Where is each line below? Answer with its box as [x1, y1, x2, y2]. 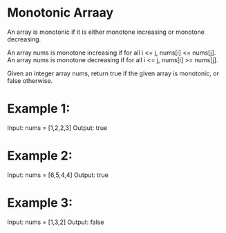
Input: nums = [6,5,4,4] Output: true [7, 171, 109, 179]
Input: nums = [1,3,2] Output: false [7, 218, 104, 226]
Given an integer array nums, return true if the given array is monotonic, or [7, 69, 220, 77]
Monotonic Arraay [7, 5, 114, 21]
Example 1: [7, 101, 70, 117]
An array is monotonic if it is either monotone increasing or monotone [7, 28, 205, 36]
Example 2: [7, 148, 73, 164]
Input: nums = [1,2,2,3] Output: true [7, 123, 108, 132]
